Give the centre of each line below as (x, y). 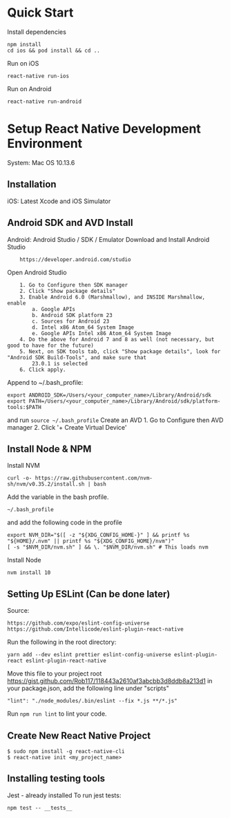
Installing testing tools (56, 779)
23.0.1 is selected (60, 363)
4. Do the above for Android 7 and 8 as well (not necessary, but (117, 339)
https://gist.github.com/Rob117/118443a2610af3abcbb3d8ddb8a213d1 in (110, 681)
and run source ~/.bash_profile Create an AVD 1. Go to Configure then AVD (115, 420)
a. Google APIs (54, 309)
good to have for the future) (51, 345)
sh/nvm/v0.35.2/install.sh (46, 484)
